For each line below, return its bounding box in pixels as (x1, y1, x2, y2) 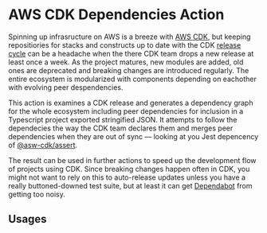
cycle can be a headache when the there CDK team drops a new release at (8, 49, 254, 58)
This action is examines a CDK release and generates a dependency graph (8, 98, 253, 107)
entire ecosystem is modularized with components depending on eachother (8, 74, 257, 83)
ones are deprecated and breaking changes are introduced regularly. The (8, 65, 249, 75)
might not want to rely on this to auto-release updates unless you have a (8, 173, 245, 182)
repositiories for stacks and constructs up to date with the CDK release (8, 40, 241, 49)
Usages (8, 212, 47, 226)
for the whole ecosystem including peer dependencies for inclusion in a (8, 106, 244, 116)
